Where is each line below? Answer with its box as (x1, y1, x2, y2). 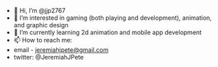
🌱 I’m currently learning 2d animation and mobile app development (13, 28, 202, 36)
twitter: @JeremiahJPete (13, 53, 84, 61)
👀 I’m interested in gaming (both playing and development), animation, (13, 14, 213, 22)
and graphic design (13, 21, 69, 29)
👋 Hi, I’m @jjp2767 (13, 7, 66, 14)
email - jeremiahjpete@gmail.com (13, 46, 109, 54)
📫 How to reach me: (13, 36, 73, 44)
